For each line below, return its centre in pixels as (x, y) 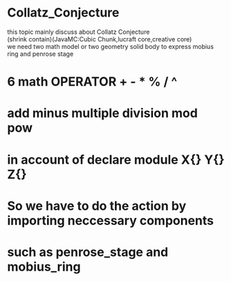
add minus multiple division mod (103, 114)
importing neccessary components (111, 221)
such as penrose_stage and (88, 252)
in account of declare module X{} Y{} (116, 159)
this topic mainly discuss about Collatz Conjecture (78, 32)
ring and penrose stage (40, 54)
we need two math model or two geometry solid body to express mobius (111, 46)
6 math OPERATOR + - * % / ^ (92, 82)
